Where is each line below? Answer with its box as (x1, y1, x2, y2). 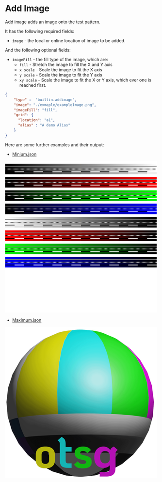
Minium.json (12, 151, 37, 157)
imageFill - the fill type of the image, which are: (12, 56, 108, 62)
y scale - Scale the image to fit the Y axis (19, 72, 103, 78)
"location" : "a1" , (17, 118, 55, 123)
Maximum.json (12, 317, 42, 323)
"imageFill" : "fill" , (14, 108, 57, 112)
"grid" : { (14, 112, 34, 118)
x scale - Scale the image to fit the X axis (19, 66, 103, 73)
